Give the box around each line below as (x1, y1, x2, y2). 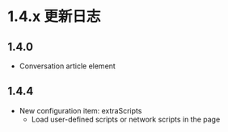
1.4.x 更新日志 (7, 7, 101, 26)
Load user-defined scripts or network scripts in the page (31, 114, 221, 124)
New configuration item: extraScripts (19, 105, 142, 115)
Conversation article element (19, 61, 116, 71)
